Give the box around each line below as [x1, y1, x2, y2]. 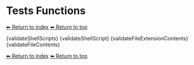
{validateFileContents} [6, 41, 61, 48]
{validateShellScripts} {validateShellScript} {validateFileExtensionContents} [6, 35, 189, 42]
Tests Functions [6, 4, 86, 18]
